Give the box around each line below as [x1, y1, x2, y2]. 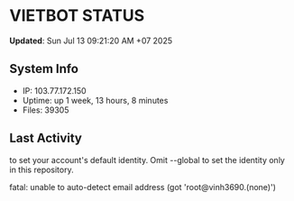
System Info [9, 61, 79, 77]
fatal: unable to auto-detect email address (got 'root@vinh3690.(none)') [9, 181, 277, 192]
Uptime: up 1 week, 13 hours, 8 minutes [22, 95, 169, 105]
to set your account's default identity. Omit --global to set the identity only [9, 154, 286, 165]
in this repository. [9, 164, 74, 175]
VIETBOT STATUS [9, 5, 145, 26]
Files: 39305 [22, 105, 69, 115]
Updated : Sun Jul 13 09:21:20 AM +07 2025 [9, 35, 173, 46]
